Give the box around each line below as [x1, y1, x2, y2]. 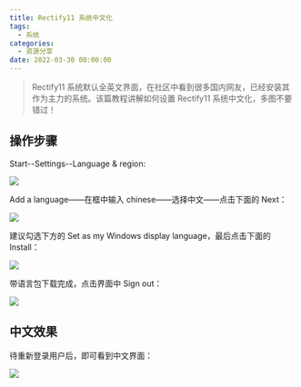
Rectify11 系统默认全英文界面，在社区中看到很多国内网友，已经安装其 [31, 82, 291, 92]
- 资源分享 [17, 47, 54, 56]
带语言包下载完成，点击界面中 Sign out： [9, 278, 163, 289]
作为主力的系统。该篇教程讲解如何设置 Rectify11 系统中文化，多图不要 [31, 93, 293, 104]
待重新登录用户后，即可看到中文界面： [9, 350, 153, 361]
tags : [9, 22, 30, 31]
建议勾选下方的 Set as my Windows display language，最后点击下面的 [9, 230, 271, 241]
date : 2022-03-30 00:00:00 [9, 55, 112, 64]
